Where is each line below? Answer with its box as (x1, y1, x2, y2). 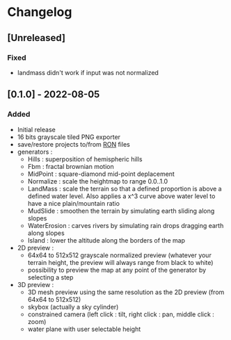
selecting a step (27, 273, 74, 282)
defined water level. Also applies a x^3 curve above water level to (27, 192, 216, 200)
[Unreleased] (7, 32, 66, 44)
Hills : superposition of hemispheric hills (27, 154, 143, 163)
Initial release (17, 125, 56, 133)
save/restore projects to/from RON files (17, 140, 130, 148)
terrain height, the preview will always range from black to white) (27, 258, 214, 266)
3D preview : (17, 280, 54, 289)
